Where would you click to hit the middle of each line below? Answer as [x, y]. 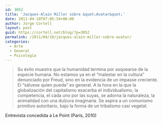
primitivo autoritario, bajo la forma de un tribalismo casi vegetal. [82, 106]
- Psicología [23, 55]
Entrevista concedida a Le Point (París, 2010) [51, 116]
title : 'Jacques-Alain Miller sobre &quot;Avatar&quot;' [65, 14]
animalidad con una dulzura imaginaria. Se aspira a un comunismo [85, 101]
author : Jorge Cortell [28, 23]
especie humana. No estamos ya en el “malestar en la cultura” [81, 75]
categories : [17, 42]
